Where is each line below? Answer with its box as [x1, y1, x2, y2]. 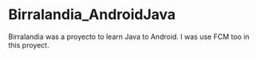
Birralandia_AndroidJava [8, 6, 176, 24]
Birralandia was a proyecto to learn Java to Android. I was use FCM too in [8, 32, 250, 41]
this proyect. [8, 40, 49, 49]
